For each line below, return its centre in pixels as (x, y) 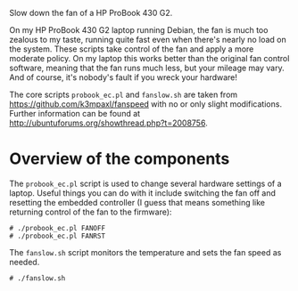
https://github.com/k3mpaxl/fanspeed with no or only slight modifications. (146, 104)
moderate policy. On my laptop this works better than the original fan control (149, 58)
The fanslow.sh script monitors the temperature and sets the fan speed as (145, 252)
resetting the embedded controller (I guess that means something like (137, 202)
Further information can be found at (75, 113)
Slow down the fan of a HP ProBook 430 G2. (91, 13)
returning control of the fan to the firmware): (91, 212)
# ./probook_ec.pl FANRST (57, 236)
